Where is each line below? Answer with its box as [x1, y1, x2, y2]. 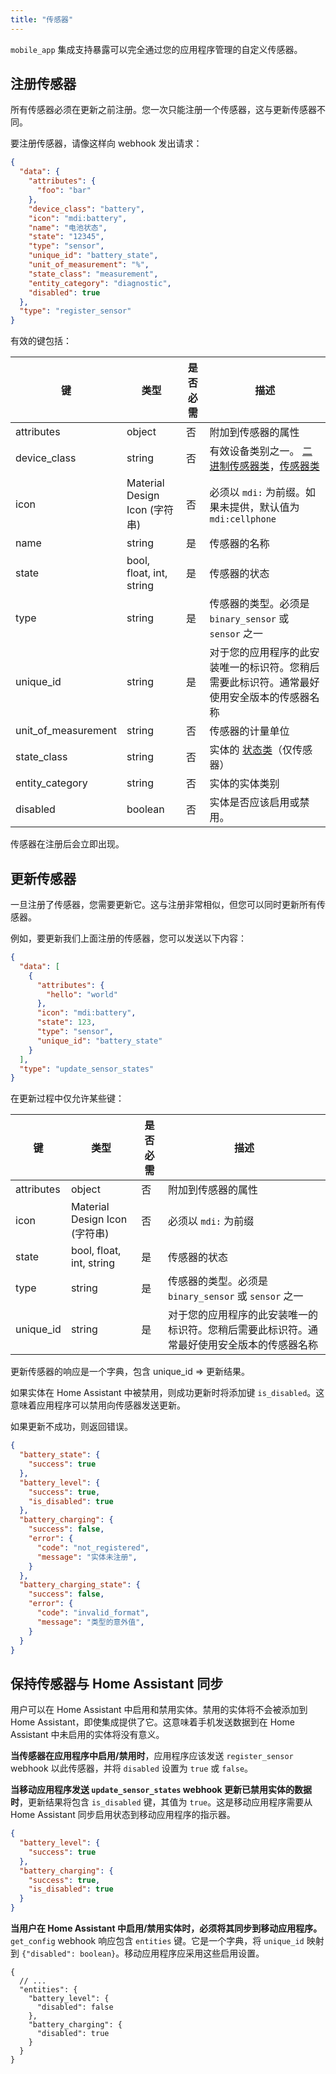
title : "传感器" [10, 14, 74, 25]
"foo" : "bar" [36, 186, 92, 196]
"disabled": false [36, 2002, 114, 2013]
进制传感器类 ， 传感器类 [209, 459, 320, 473]
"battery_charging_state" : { [19, 1580, 141, 1590]
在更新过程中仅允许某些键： [10, 1092, 125, 1105]
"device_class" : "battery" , [28, 204, 145, 214]
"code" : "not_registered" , [36, 1542, 150, 1553]
